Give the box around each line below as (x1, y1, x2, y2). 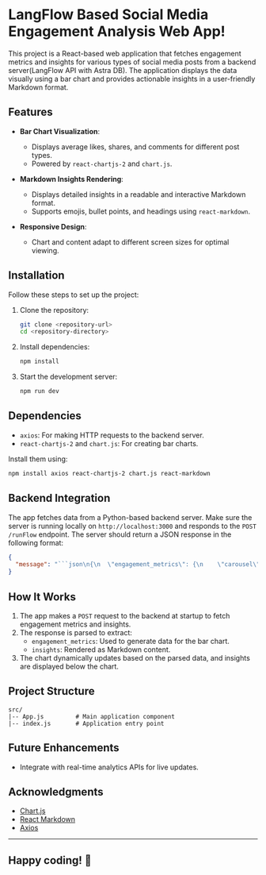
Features (8, 106, 53, 119)
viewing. (31, 245, 59, 255)
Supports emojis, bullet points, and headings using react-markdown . (31, 206, 251, 216)
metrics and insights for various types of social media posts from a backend (8, 57, 256, 67)
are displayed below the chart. (19, 661, 119, 671)
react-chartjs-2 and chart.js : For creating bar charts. (19, 438, 199, 448)
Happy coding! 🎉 (8, 854, 92, 867)
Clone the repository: (19, 305, 89, 314)
